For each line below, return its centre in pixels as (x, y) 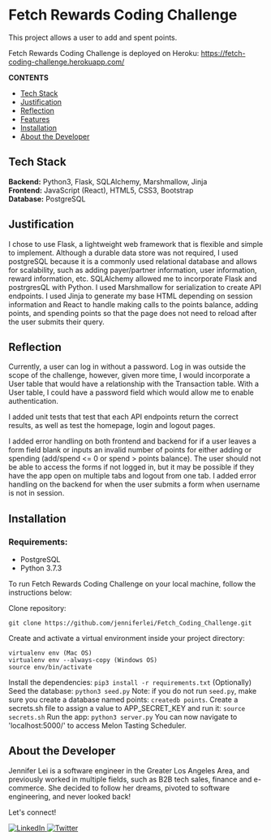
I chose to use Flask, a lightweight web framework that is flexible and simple (136, 244)
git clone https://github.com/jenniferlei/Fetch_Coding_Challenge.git (130, 623)
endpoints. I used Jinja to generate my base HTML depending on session (131, 296)
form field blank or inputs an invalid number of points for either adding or (130, 450)
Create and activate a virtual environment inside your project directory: (127, 639)
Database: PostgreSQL (47, 199)
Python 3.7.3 (41, 568)
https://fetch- (223, 53)
